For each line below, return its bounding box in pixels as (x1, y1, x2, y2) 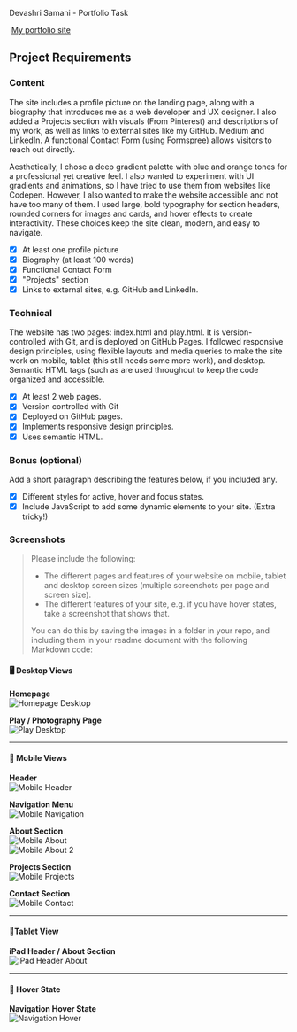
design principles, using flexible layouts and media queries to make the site (9, 345, 283, 357)
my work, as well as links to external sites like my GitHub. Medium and (9, 125, 265, 136)
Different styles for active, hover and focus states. (21, 491, 205, 501)
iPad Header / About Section (9, 945, 116, 956)
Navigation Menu (9, 799, 74, 810)
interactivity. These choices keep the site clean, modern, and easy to (9, 217, 261, 229)
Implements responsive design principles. (21, 421, 174, 432)
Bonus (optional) (9, 454, 82, 466)
